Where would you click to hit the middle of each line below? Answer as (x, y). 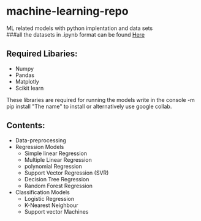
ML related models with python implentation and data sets (80, 28)
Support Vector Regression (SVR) (66, 173)
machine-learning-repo (67, 11)
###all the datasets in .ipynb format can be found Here (76, 34)
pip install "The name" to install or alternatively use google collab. (89, 106)
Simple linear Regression (56, 153)
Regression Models (40, 147)
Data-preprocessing (40, 140)
